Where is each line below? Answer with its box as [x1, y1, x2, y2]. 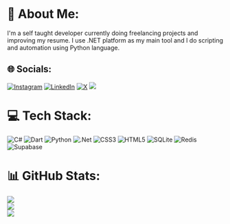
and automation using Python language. [7, 43, 120, 52]
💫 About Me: [7, 6, 80, 22]
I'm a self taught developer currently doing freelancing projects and [7, 29, 198, 37]
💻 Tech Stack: [7, 108, 92, 123]
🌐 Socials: [7, 63, 52, 75]
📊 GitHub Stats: [7, 168, 101, 183]
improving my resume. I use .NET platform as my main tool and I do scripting [7, 36, 224, 44]
